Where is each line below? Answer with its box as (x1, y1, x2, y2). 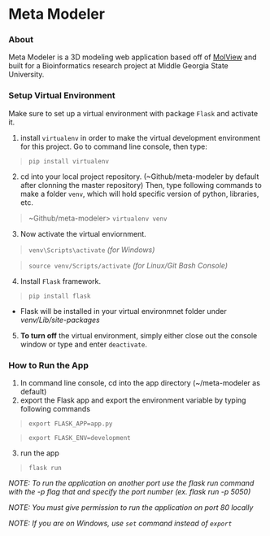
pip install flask (28, 292, 91, 300)
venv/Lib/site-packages (20, 315, 100, 325)
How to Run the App (8, 360, 89, 371)
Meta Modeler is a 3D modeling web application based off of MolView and (8, 52, 258, 62)
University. (8, 70, 45, 80)
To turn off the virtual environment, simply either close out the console (20, 330, 258, 340)
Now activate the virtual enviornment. (20, 229, 146, 238)
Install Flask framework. (20, 276, 102, 285)
